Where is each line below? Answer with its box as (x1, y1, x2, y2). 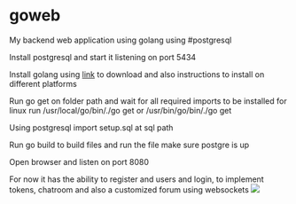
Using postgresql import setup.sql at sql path (9, 122, 174, 133)
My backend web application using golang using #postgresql (9, 35, 232, 45)
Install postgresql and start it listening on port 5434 (9, 51, 197, 62)
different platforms (9, 78, 77, 89)
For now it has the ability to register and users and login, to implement (9, 174, 264, 184)
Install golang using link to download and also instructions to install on (9, 68, 265, 80)
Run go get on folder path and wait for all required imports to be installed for (9, 95, 287, 106)
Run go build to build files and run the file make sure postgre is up (9, 139, 250, 150)
